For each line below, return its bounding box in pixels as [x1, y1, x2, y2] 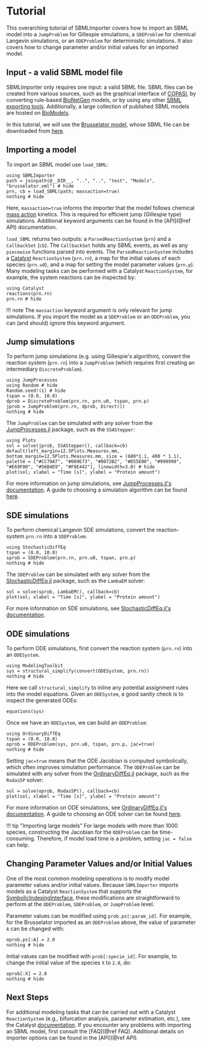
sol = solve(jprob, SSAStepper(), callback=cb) [6, 443, 128, 449]
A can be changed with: [6, 925, 65, 932]
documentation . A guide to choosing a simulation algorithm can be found [6, 486, 188, 493]
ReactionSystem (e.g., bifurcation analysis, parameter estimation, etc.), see [6, 1014, 191, 1022]
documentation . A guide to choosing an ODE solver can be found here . [6, 810, 182, 818]
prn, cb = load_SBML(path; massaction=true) [6, 188, 120, 194]
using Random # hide [6, 382, 58, 389]
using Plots [6, 438, 36, 444]
